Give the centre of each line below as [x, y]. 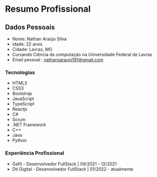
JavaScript [23, 99]
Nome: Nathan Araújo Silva [39, 39]
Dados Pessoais [30, 27]
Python [19, 140]
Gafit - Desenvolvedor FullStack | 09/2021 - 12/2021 [64, 164]
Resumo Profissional [48, 9]
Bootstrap [22, 94]
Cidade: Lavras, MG [32, 49]
